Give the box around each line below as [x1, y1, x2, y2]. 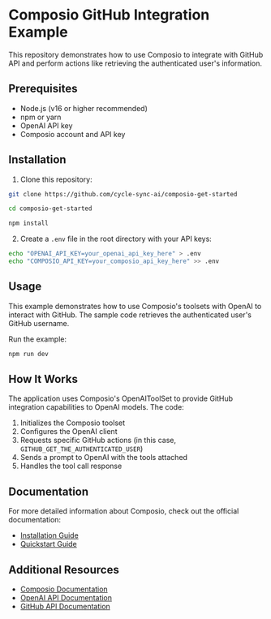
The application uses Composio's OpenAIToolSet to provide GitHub [8, 393, 234, 403]
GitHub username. [8, 318, 70, 328]
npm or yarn [19, 112, 62, 122]
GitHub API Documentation [19, 602, 111, 612]
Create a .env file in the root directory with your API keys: [19, 234, 213, 244]
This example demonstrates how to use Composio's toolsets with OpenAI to [8, 301, 262, 311]
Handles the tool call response [19, 461, 123, 471]
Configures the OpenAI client [19, 427, 118, 436]
